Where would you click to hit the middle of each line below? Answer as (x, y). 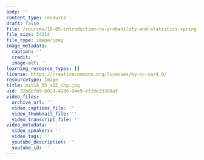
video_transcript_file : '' (46, 119)
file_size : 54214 (28, 35)
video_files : (23, 97)
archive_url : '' (32, 102)
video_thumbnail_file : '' (45, 114)
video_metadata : (27, 125)
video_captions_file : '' (43, 108)
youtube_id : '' (31, 148)
